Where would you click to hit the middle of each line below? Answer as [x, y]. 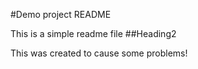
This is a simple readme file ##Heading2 [93, 33]
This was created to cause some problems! [99, 53]
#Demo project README [61, 14]
